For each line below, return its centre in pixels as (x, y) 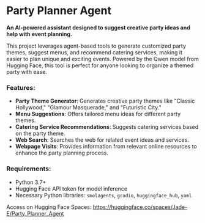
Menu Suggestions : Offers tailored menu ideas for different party (98, 114)
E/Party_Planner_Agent (35, 213)
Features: (21, 87)
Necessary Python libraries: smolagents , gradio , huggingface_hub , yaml (103, 195)
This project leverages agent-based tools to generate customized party (96, 46)
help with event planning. (39, 34)
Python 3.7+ (31, 182)
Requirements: (29, 169)
